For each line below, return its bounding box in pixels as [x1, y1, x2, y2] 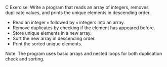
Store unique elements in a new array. [12, 30, 92, 36]
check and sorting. [5, 56, 45, 62]
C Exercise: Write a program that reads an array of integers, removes [5, 5, 149, 10]
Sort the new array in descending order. [12, 35, 96, 41]
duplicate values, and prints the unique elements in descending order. [5, 10, 151, 16]
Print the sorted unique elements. [12, 41, 82, 47]
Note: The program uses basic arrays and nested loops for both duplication [5, 50, 162, 56]
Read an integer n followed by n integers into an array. [12, 20, 125, 25]
